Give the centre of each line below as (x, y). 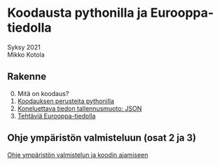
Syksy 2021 (24, 47)
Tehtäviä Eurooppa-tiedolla (56, 116)
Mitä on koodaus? (43, 93)
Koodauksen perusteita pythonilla (66, 101)
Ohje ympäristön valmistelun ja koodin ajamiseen (78, 155)
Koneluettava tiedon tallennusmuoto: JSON (80, 108)
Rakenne (27, 77)
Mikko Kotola (26, 55)
